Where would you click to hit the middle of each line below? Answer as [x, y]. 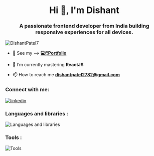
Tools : [14, 137]
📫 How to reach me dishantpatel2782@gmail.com [66, 75]
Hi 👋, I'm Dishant [84, 10]
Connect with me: [27, 90]
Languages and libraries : [37, 113]
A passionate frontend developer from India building [84, 26]
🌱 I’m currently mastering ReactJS [48, 65]
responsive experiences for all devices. [84, 32]
